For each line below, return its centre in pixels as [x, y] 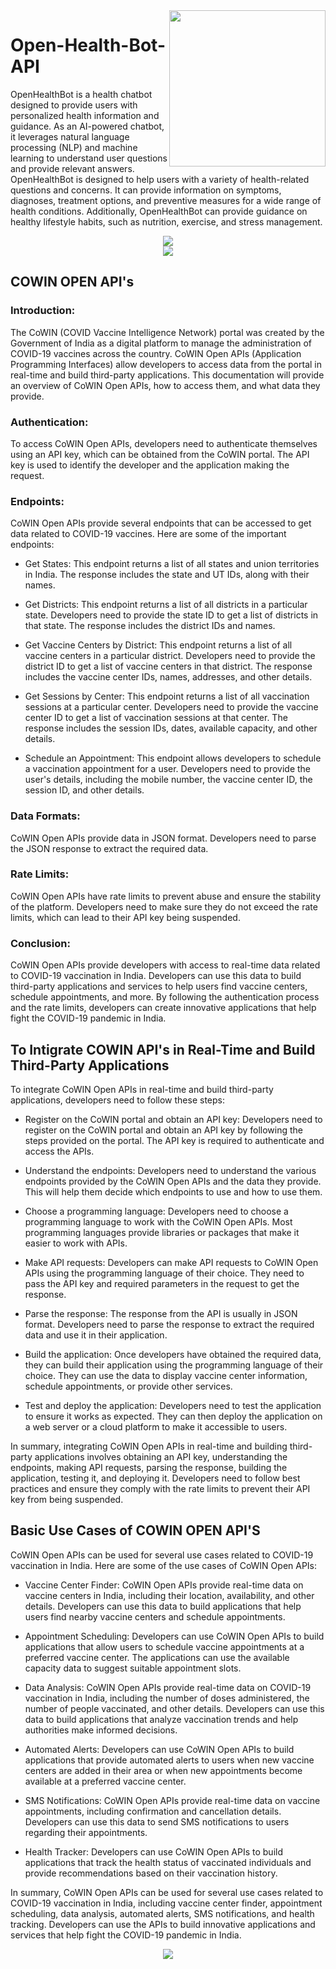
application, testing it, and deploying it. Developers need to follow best [155, 1478]
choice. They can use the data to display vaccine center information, [166, 1375]
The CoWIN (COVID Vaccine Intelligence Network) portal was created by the [167, 332]
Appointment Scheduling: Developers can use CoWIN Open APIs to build [174, 1636]
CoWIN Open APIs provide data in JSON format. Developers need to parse [163, 838]
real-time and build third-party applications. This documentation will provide [167, 375]
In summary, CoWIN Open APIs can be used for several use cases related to [167, 1892]
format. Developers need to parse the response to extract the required [169, 1324]
